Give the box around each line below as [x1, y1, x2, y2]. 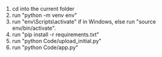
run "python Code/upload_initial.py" [11, 38, 102, 44]
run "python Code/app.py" [11, 44, 79, 51]
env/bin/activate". [11, 24, 56, 32]
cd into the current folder [11, 5, 75, 12]
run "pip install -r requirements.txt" [11, 31, 100, 38]
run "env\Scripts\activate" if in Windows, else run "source [11, 18, 156, 25]
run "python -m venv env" [11, 12, 77, 19]
